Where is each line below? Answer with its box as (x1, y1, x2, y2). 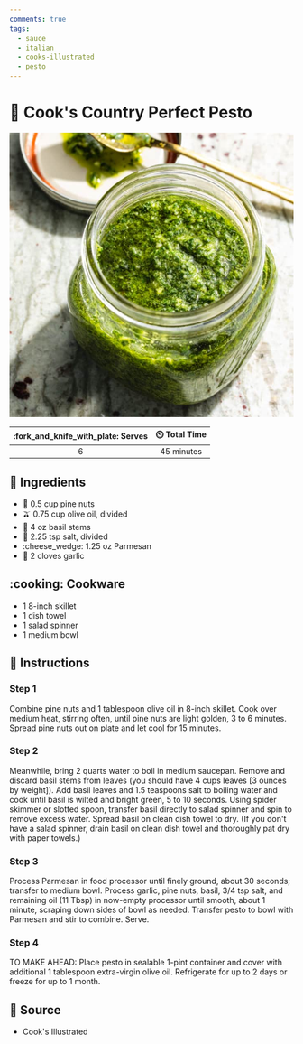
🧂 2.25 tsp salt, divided (22, 531, 108, 542)
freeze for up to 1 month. (9, 976, 101, 987)
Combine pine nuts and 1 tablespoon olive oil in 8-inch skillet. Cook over (9, 703, 278, 713)
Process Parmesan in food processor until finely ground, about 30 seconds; (9, 876, 291, 887)
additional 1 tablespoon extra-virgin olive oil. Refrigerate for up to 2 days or (9, 966, 288, 977)
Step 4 (9, 937, 39, 949)
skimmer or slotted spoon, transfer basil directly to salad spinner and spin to (9, 804, 293, 815)
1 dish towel (22, 610, 67, 620)
